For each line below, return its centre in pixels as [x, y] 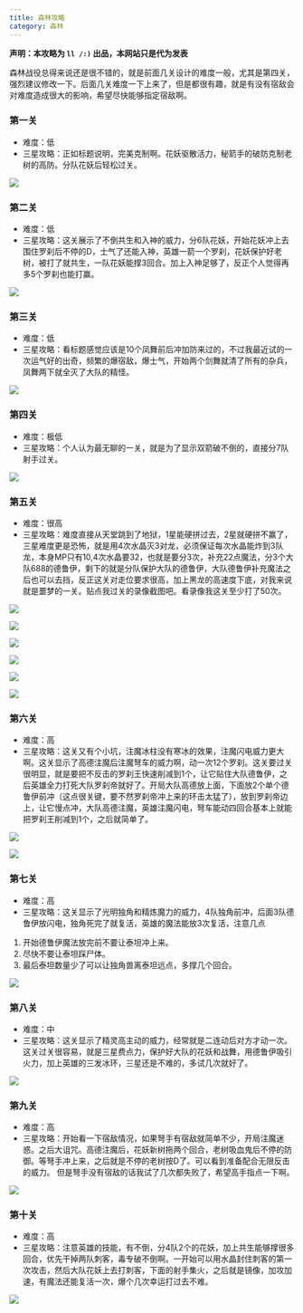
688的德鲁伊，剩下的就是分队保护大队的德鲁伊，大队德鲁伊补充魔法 [156, 568]
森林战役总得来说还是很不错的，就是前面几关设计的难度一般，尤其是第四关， [152, 72]
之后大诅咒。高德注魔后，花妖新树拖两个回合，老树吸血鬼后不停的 [161, 1150]
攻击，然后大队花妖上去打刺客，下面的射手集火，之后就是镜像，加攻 [157, 1270]
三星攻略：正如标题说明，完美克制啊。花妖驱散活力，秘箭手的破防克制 [153, 153]
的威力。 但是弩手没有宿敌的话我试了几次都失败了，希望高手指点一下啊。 [158, 1173]
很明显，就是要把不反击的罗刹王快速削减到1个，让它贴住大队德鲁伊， [151, 774]
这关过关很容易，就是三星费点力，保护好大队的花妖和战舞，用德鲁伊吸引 [157, 1051]
